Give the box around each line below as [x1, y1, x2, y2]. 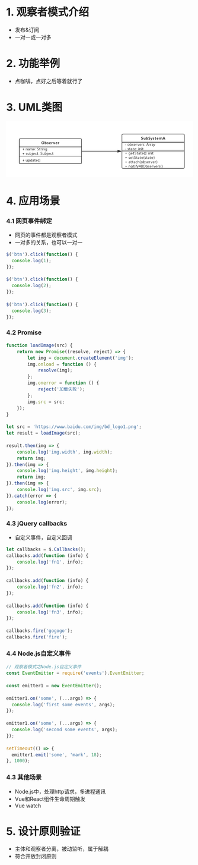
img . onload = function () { [27, 361, 97, 367]
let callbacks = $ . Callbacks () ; [6, 546, 86, 552]
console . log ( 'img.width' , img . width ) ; [17, 449, 113, 455]
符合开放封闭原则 [14, 853, 57, 860]
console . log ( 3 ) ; [11, 307, 52, 314]
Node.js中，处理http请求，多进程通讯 [14, 788, 106, 795]
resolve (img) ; [37, 367, 73, 373]
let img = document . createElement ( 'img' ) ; [27, 355, 134, 361]
